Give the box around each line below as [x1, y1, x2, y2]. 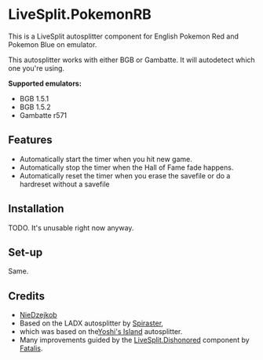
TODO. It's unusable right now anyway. [8, 222, 134, 233]
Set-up [8, 245, 43, 259]
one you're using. [8, 63, 65, 72]
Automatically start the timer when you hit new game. [19, 154, 192, 163]
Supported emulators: [8, 79, 82, 88]
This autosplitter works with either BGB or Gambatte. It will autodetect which [8, 55, 255, 64]
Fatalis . [19, 343, 43, 353]
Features [8, 134, 53, 147]
